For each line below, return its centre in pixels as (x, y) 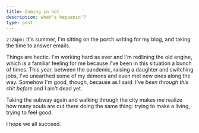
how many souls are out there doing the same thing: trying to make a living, (98, 106)
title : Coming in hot (33, 12)
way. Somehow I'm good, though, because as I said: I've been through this (97, 82)
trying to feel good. (30, 112)
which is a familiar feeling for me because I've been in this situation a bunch (99, 63)
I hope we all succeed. (34, 124)
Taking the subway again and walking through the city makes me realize (94, 100)
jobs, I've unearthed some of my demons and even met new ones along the (99, 76)
